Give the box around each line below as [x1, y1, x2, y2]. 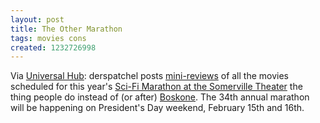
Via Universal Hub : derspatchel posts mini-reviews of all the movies [10, 70, 289, 82]
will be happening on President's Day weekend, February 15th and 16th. [10, 102, 305, 114]
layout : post [10, 14, 65, 25]
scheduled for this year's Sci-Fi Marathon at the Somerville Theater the [10, 81, 303, 93]
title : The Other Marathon [10, 24, 123, 34]
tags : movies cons [10, 33, 87, 43]
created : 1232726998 [10, 42, 97, 53]
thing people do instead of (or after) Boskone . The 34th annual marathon [10, 91, 310, 103]
